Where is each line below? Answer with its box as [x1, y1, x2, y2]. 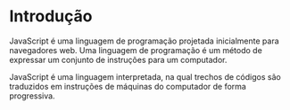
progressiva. [9, 90, 55, 101]
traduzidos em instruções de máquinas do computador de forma [9, 81, 247, 91]
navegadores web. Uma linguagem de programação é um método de [9, 44, 263, 55]
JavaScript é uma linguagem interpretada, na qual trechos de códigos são [9, 71, 281, 82]
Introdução [9, 6, 93, 27]
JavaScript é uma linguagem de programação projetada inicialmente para [9, 35, 279, 46]
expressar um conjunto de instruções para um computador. [9, 54, 228, 65]
